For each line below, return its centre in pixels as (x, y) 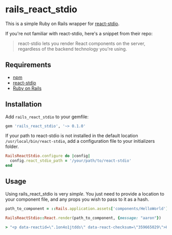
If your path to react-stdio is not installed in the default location (72, 136)
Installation (24, 104)
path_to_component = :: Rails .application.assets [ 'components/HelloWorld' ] (87, 208)
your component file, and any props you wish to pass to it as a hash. (77, 199)
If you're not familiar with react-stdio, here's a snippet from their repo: (79, 33)
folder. (12, 146)
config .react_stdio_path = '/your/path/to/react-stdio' (71, 161)
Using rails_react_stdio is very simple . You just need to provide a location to (85, 194)
